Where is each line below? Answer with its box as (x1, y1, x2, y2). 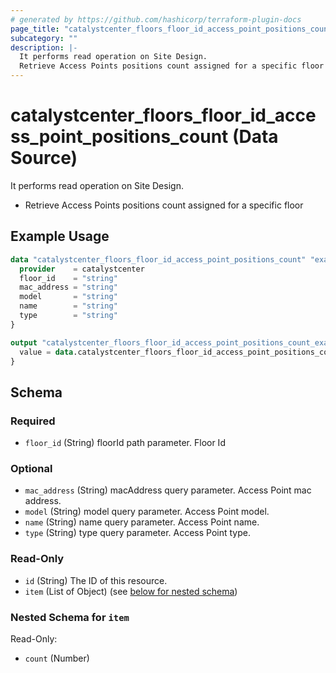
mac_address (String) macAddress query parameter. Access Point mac (24, 484, 312, 496)
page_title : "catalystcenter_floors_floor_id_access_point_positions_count (10, 24, 333, 34)
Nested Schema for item (10, 610, 130, 624)
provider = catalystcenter (19, 264, 145, 274)
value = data (19, 347, 74, 357)
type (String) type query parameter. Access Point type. (24, 527, 252, 539)
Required (10, 414, 56, 428)
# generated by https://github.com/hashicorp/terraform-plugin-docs (10, 14, 302, 25)
